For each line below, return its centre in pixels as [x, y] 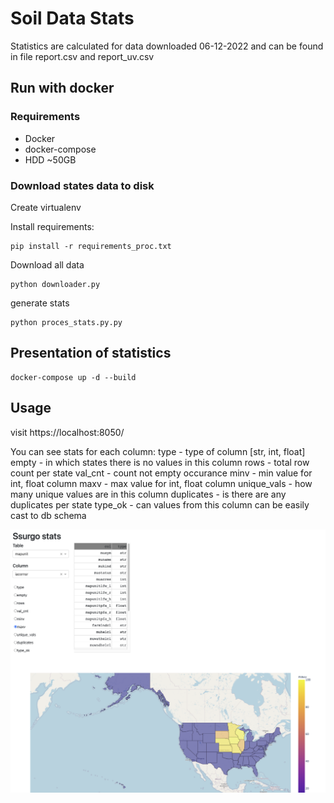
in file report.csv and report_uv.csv [82, 56]
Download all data [47, 264]
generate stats [40, 303]
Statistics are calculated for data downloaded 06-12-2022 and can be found [167, 46]
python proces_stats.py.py [66, 322]
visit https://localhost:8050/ [67, 432]
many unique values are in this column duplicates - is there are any [148, 494]
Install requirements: [52, 226]
